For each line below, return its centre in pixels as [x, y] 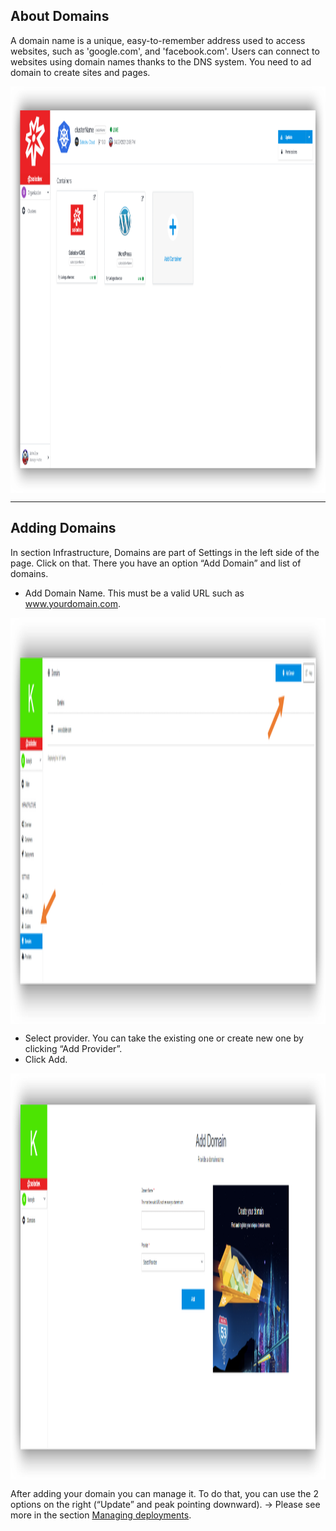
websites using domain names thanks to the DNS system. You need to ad [161, 61]
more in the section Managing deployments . [101, 1515]
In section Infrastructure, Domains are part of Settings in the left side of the [165, 552]
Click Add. [46, 1059]
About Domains [60, 16]
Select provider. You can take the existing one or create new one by [164, 1038]
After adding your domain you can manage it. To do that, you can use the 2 [164, 1493]
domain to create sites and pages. [80, 72]
